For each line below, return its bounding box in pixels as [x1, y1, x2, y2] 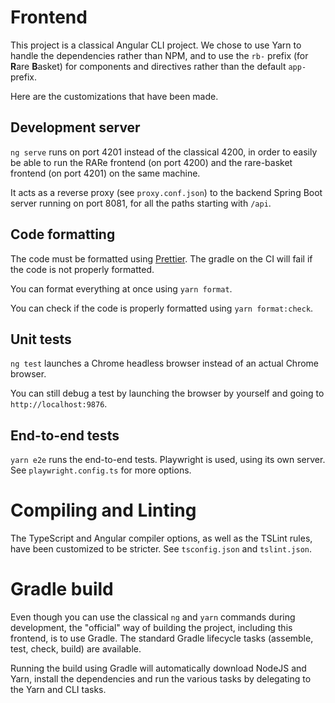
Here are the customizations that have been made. [10, 90, 219, 102]
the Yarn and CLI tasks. [10, 684, 107, 696]
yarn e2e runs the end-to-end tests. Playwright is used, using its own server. [10, 454, 326, 466]
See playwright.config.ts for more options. [10, 464, 192, 476]
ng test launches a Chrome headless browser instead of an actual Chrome [10, 357, 319, 370]
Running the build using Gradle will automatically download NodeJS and [10, 662, 307, 675]
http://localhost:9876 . [10, 398, 108, 410]
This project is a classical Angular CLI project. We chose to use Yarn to [10, 39, 302, 51]
